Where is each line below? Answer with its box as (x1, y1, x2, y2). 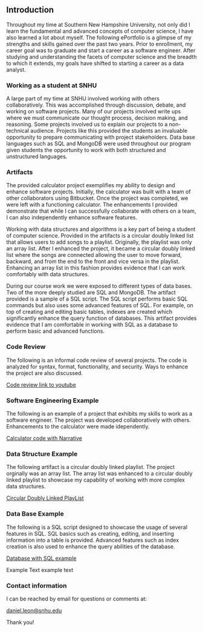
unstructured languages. (6, 153, 68, 160)
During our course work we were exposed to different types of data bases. (6, 282, 192, 290)
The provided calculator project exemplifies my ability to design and (6, 182, 175, 189)
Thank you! (6, 618, 34, 626)
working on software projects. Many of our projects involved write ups (6, 108, 181, 115)
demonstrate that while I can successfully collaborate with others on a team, (6, 207, 196, 215)
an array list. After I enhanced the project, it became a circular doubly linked (6, 245, 195, 252)
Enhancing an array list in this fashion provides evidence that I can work (6, 264, 185, 271)
